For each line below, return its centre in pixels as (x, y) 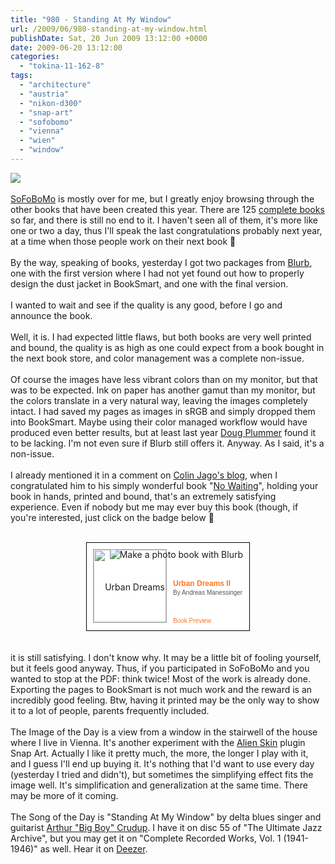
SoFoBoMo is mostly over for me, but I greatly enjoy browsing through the (162, 198)
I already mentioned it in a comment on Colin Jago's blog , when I (144, 475)
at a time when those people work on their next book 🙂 (123, 241)
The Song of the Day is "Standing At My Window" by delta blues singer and (166, 817)
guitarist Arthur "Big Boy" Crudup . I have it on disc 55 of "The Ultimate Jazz (166, 827)
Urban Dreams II (202, 583)
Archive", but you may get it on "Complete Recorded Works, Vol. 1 (146, 838)
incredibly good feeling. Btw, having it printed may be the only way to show (165, 700)
